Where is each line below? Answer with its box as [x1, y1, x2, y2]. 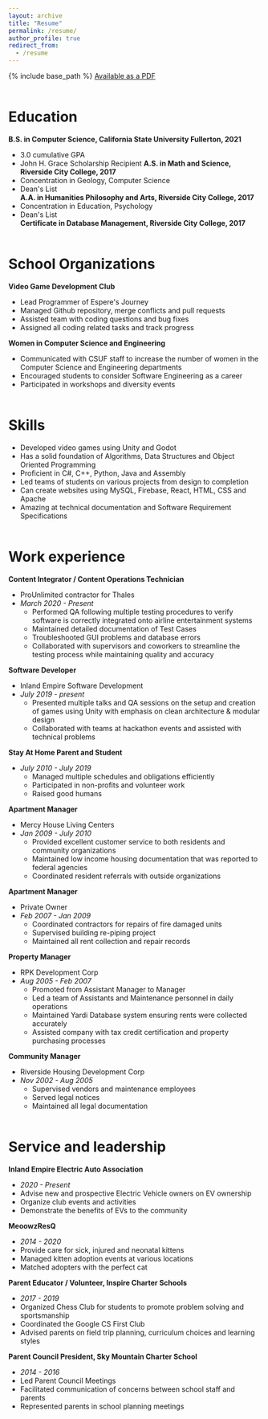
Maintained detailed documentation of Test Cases [31, 624, 197, 633]
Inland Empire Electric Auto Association [8, 1164, 144, 1174]
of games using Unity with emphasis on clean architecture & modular [31, 706, 261, 716]
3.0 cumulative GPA [19, 149, 86, 159]
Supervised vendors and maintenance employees [31, 1084, 197, 1094]
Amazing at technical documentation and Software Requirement [19, 502, 232, 512]
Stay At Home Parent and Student [8, 747, 123, 757]
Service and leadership [8, 1138, 166, 1155]
